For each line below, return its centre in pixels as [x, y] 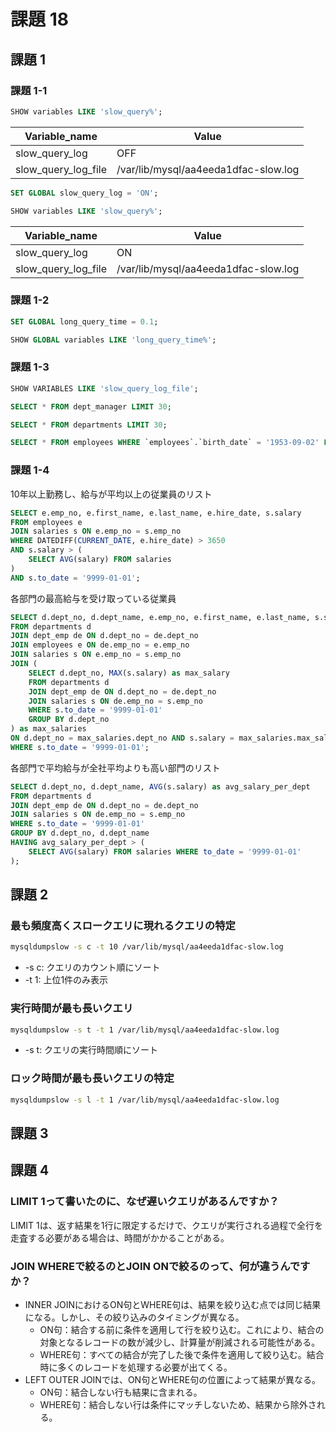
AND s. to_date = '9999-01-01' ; [75, 578]
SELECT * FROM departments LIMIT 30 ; [89, 425]
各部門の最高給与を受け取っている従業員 [93, 598]
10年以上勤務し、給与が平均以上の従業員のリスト [111, 494]
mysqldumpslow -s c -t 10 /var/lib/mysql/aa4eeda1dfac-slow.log [147, 947]
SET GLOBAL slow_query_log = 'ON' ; [84, 193]
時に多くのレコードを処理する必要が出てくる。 [136, 1367]
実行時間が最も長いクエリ [72, 1008]
